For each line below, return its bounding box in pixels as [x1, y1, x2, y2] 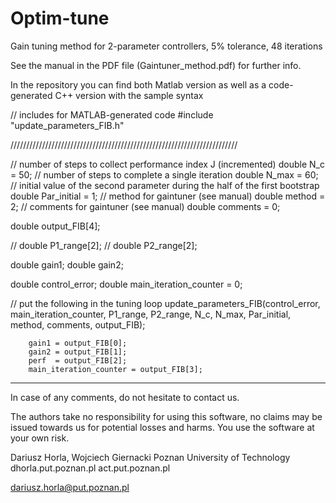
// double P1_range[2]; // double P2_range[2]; [10, 239, 198, 251]
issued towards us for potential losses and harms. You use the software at [10, 421, 315, 433]
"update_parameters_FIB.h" [10, 119, 125, 131]
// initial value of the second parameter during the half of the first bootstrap [10, 179, 320, 191]
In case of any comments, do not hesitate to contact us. [10, 391, 240, 403]
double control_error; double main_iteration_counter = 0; [10, 278, 243, 290]
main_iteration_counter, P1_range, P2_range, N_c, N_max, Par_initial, [10, 308, 292, 320]
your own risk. [10, 432, 70, 444]
